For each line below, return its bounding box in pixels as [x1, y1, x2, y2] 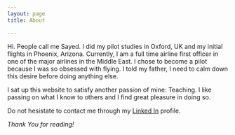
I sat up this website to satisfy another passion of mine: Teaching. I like [7, 85, 212, 94]
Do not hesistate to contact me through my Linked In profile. [7, 106, 181, 115]
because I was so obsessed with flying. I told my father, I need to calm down [7, 64, 229, 73]
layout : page [7, 10, 46, 17]
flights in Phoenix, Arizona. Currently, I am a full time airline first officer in [7, 50, 219, 58]
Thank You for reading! [7, 120, 74, 128]
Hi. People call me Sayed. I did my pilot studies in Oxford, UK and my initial [7, 42, 223, 50]
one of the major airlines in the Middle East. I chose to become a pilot [7, 57, 208, 65]
